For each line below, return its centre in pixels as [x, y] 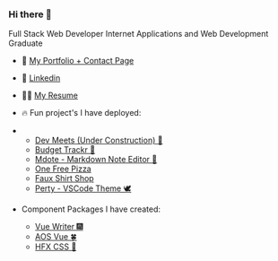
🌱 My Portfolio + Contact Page [78, 61]
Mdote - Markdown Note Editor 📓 [96, 160]
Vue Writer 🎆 [59, 227]
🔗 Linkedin [41, 78]
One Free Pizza [63, 169]
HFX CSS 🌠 [56, 247]
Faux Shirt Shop [65, 178]
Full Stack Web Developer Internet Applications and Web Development [139, 34]
